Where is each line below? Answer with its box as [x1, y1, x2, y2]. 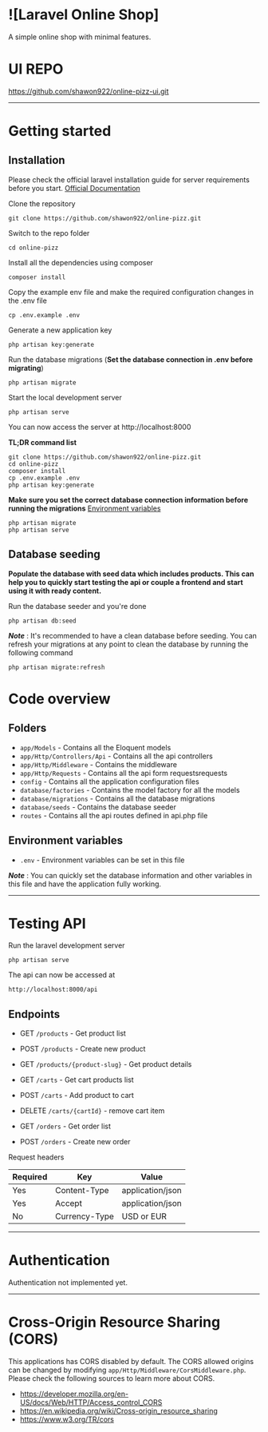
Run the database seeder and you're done [8, 601, 147, 611]
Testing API [8, 914, 86, 933]
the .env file [8, 296, 48, 305]
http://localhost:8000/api [8, 985, 98, 994]
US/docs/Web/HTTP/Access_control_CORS [19, 1398, 163, 1407]
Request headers [8, 1152, 65, 1162]
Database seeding [8, 547, 101, 561]
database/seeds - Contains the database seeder [19, 802, 177, 812]
